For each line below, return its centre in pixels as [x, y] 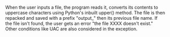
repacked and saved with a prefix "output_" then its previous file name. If [81, 18]
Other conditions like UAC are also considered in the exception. [72, 29]
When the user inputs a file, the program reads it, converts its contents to [82, 7]
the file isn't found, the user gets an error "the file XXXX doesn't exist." [79, 23]
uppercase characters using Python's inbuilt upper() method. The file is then [85, 13]
